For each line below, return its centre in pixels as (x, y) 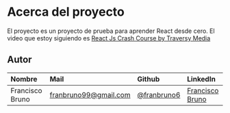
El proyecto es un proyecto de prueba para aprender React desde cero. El (111, 31)
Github (148, 79)
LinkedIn (201, 79)
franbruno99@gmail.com (90, 95)
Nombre (24, 79)
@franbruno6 (158, 95)
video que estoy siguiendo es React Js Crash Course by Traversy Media (109, 38)
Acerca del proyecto (66, 12)
